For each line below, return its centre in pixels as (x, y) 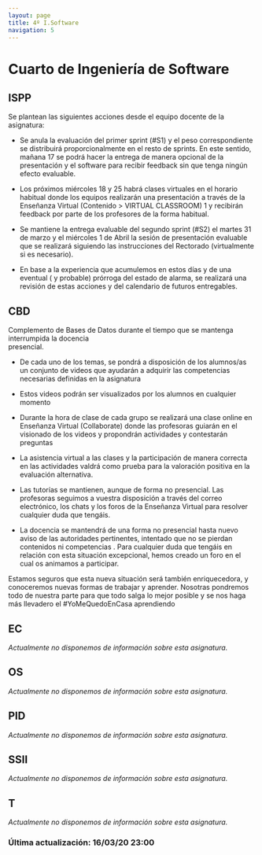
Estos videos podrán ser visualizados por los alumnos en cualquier (128, 394)
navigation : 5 (31, 30)
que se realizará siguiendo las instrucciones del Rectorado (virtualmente (137, 246)
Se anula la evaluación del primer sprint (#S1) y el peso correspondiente (136, 140)
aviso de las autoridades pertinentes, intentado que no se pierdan (126, 539)
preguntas (36, 443)
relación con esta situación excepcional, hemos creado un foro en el (130, 555)
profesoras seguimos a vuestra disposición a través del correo (121, 498)
